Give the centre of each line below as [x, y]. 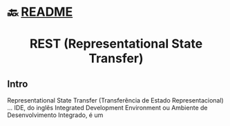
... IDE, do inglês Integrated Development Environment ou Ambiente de [107, 108]
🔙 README [40, 12]
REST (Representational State [116, 44]
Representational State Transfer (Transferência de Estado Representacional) [116, 101]
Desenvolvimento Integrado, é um [55, 115]
